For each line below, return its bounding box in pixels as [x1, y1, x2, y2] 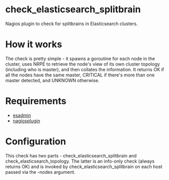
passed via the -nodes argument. [5, 169, 76, 175]
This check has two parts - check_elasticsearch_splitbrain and [5, 152, 137, 158]
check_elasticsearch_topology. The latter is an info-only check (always [5, 158, 155, 164]
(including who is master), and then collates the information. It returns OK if [5, 66, 164, 72]
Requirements [5, 95, 67, 107]
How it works [5, 38, 62, 50]
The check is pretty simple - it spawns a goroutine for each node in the [5, 55, 155, 62]
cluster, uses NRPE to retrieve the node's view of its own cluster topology [5, 61, 160, 67]
